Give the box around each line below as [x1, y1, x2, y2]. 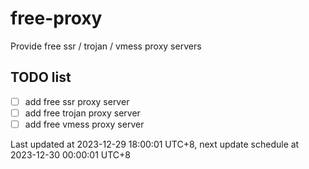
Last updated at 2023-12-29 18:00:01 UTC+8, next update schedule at [10, 138, 300, 150]
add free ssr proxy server [24, 95, 130, 107]
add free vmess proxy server [24, 118, 145, 130]
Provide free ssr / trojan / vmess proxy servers [10, 40, 202, 52]
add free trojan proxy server [24, 107, 141, 119]
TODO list [10, 69, 72, 86]
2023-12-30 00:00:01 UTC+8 [10, 148, 131, 161]
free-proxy [10, 7, 103, 30]
